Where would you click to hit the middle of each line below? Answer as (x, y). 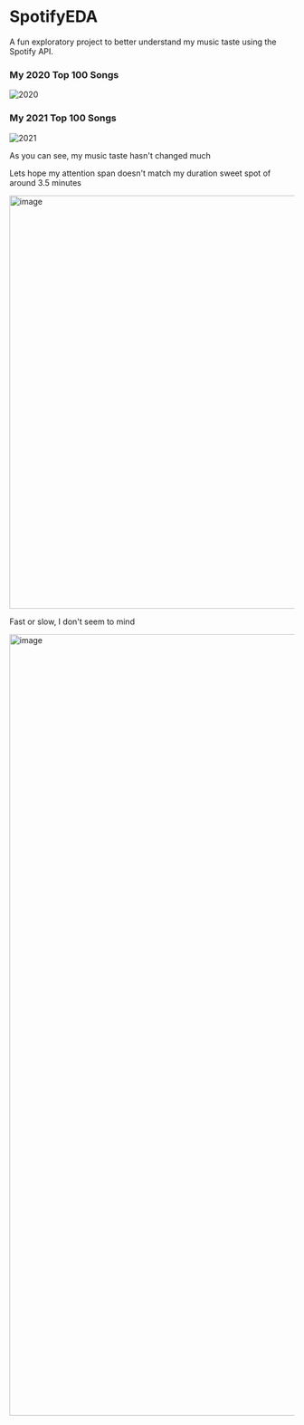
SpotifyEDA (54, 17)
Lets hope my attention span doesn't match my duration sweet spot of (140, 173)
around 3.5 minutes (45, 182)
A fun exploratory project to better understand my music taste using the (143, 42)
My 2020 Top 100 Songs (64, 74)
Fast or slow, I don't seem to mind (72, 621)
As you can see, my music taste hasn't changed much (110, 155)
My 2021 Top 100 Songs (63, 118)
